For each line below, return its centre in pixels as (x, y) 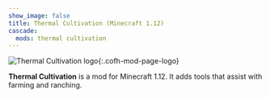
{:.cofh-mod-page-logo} (139, 61)
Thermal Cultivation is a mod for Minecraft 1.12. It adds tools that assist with (135, 76)
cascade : (23, 31)
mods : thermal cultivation (61, 38)
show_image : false (39, 16)
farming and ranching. (45, 85)
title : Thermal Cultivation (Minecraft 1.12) (86, 23)
